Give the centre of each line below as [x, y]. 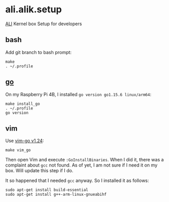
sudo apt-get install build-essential [47, 190]
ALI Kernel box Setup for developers [44, 24]
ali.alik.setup [34, 10]
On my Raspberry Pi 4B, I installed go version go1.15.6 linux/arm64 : [78, 94]
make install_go [23, 104]
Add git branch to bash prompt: [39, 52]
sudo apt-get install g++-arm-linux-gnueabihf [56, 195]
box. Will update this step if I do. [39, 171]
